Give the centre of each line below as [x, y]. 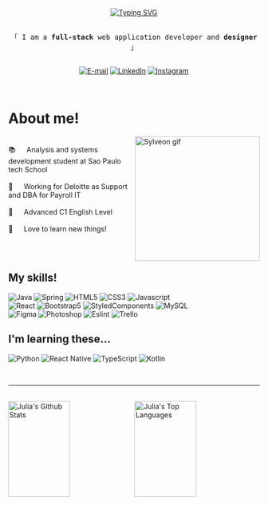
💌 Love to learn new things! [57, 229]
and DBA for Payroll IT [45, 195]
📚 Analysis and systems [53, 149]
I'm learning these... [60, 339]
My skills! [33, 278]
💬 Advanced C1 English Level [61, 211]
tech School [28, 169]
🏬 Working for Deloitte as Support [68, 186]
